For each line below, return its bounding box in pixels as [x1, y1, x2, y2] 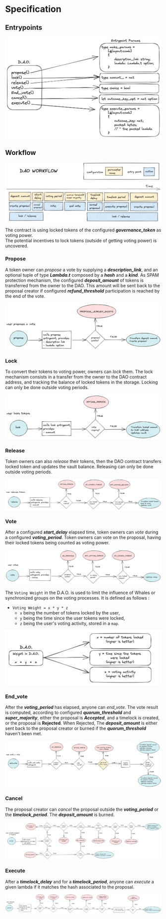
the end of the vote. [5, 293, 46, 299]
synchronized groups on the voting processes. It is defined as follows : [5, 595, 150, 601]
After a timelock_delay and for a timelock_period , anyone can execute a [5, 878, 155, 885]
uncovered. [5, 243, 29, 249]
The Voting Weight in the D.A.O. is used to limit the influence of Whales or [5, 590, 156, 596]
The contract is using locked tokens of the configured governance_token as [5, 227, 162, 233]
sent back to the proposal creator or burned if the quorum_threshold [5, 725, 146, 731]
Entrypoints [5, 23, 43, 32]
